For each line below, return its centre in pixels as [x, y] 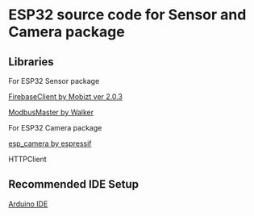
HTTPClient [27, 159]
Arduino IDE [28, 204]
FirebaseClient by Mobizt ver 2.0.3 [66, 97]
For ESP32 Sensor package [54, 81]
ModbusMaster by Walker [51, 112]
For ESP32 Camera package [55, 128]
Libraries [31, 62]
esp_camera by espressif [50, 143]
